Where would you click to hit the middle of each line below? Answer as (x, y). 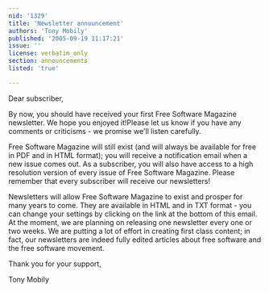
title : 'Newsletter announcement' (66, 23)
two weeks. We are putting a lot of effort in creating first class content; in (130, 231)
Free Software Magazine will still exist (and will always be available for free (132, 147)
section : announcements (48, 61)
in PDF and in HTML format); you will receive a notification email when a (128, 155)
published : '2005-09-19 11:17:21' (66, 38)
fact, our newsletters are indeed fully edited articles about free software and (135, 240)
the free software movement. (56, 248)
